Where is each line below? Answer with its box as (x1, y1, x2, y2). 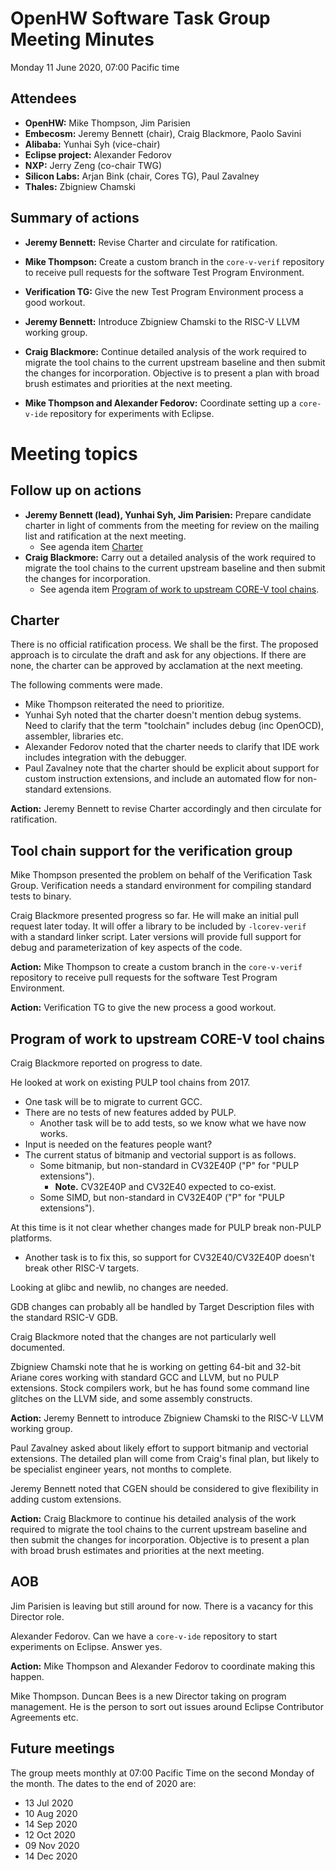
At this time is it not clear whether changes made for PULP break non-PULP (10, 1222, 322, 1233)
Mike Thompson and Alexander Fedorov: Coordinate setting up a (24, 397, 297, 409)
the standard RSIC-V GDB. (10, 1312, 119, 1323)
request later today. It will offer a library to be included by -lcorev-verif (10, 920, 307, 932)
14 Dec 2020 (24, 1850, 78, 1862)
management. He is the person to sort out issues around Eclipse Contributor (10, 1700, 324, 1712)
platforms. (10, 1232, 53, 1244)
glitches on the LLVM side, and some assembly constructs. (10, 1393, 253, 1404)
